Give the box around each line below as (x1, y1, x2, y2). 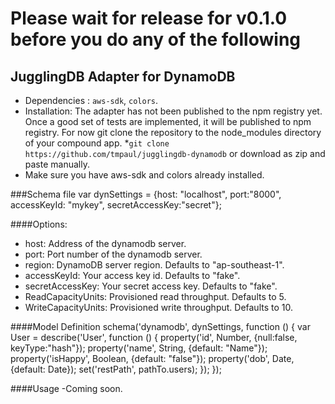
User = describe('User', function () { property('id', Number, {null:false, (10, 332, 298, 343)
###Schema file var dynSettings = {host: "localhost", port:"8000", (10, 188, 282, 200)
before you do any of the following (10, 28, 302, 51)
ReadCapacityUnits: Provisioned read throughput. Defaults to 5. (24, 291, 287, 302)
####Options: (10, 218, 68, 230)
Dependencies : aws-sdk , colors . (24, 95, 159, 106)
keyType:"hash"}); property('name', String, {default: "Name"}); (10, 342, 268, 354)
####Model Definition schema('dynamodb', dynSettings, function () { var (10, 321, 311, 332)
